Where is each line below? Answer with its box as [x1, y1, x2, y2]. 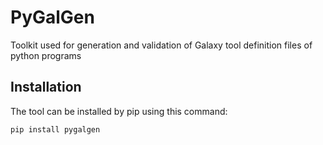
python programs [10, 49, 82, 61]
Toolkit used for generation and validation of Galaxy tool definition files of [10, 39, 313, 51]
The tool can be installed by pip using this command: [10, 105, 228, 117]
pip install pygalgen [10, 124, 101, 135]
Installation [10, 79, 82, 96]
